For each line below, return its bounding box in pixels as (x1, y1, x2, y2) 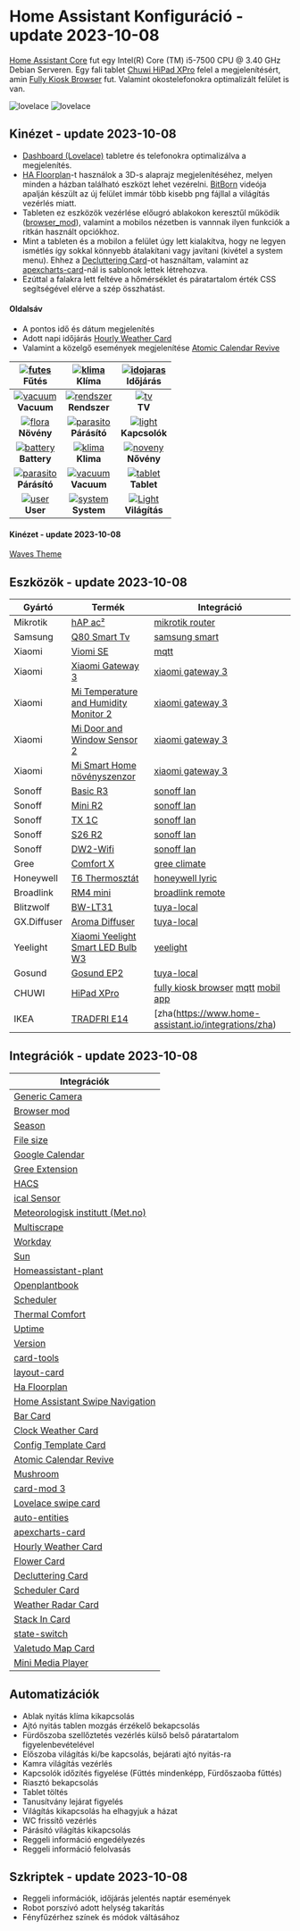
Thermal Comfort (13, 1307, 87, 1320)
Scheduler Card (13, 1583, 80, 1596)
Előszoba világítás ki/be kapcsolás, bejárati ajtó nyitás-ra (21, 1749, 232, 1759)
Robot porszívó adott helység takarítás (21, 1902, 165, 1913)
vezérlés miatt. (21, 197, 78, 208)
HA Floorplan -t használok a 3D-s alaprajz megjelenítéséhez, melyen (21, 169, 273, 180)
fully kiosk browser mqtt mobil (154, 981, 281, 994)
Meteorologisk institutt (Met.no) (13, 1206, 147, 1219)
